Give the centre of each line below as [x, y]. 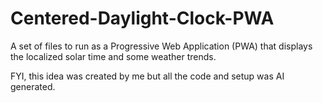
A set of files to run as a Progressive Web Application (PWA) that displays [161, 46]
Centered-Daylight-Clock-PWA [142, 18]
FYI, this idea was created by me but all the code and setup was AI [147, 76]
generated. [33, 86]
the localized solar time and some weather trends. [113, 56]
